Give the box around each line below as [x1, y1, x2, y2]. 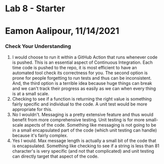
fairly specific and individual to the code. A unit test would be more [12, 101, 148, 107]
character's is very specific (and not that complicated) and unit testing [12, 148, 154, 154]
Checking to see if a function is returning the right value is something [12, 96, 152, 102]
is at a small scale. [12, 90, 49, 96]
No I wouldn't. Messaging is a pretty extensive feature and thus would [12, 111, 153, 117]
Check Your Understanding [5, 43, 71, 50]
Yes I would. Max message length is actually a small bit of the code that [12, 137, 157, 143]
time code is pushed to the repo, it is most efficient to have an [12, 64, 137, 70]
